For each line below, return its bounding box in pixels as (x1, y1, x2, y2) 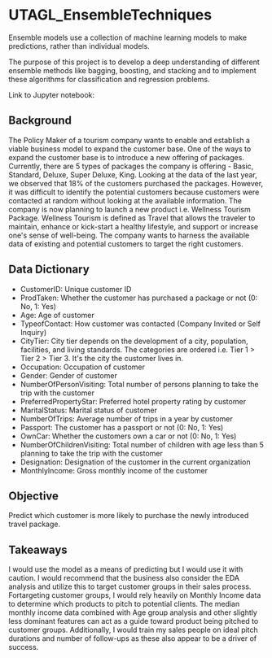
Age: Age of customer (20, 310, 95, 320)
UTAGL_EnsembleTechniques (8, 6, 213, 24)
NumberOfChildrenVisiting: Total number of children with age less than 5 (20, 439, 265, 449)
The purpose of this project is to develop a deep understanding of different (8, 57, 261, 67)
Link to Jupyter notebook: (8, 89, 95, 99)
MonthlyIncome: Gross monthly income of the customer (20, 465, 208, 475)
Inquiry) (20, 327, 47, 337)
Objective (8, 489, 59, 503)
